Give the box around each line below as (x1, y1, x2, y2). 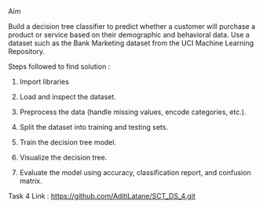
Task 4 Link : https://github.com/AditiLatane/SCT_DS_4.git (8, 192, 196, 200)
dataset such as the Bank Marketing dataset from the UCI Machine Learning (8, 38, 254, 48)
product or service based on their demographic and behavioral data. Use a (8, 30, 250, 39)
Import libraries (19, 77, 69, 86)
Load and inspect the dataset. (19, 92, 116, 101)
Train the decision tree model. (19, 138, 116, 147)
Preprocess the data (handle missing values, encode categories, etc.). (19, 107, 247, 117)
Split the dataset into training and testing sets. (19, 123, 169, 131)
